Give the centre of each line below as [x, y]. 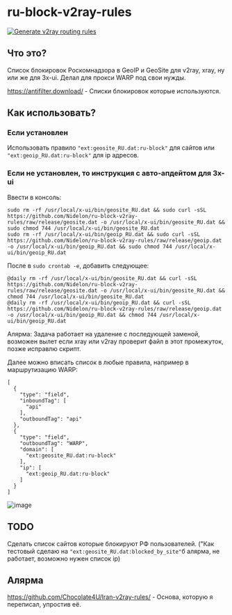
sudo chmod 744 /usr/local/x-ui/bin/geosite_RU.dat [83, 228]
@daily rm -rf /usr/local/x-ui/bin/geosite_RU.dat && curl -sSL [102, 278]
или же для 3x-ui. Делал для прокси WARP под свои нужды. [97, 77]
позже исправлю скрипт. [44, 348]
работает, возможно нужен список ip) [64, 559]
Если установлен [38, 133]
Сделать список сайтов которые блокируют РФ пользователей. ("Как [111, 543]
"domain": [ [37, 449]
